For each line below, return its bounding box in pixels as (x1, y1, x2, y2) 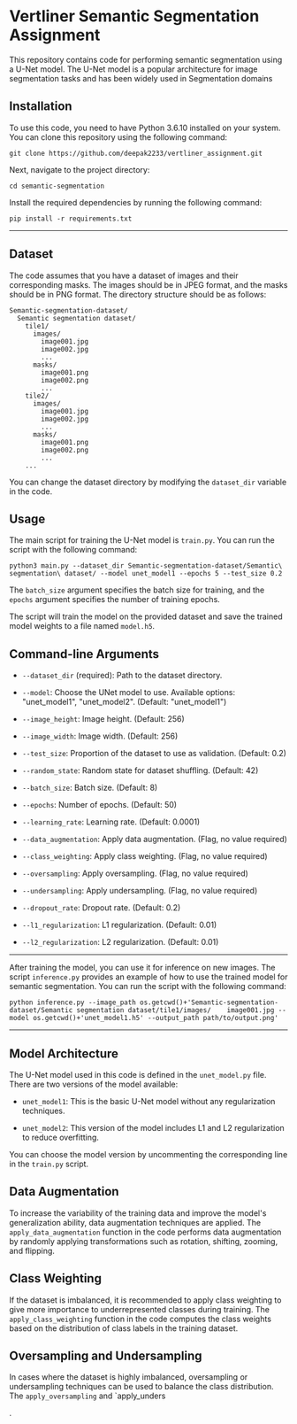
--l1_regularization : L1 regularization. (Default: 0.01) (21, 919, 217, 931)
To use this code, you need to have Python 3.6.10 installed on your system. (9, 122, 281, 133)
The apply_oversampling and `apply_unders (9, 1390, 166, 1401)
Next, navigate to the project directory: (9, 164, 150, 174)
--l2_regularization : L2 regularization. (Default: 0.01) (21, 937, 219, 948)
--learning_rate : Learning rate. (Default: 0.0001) (21, 816, 201, 827)
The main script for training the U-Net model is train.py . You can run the (9, 535, 276, 546)
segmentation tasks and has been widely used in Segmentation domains (9, 73, 273, 83)
